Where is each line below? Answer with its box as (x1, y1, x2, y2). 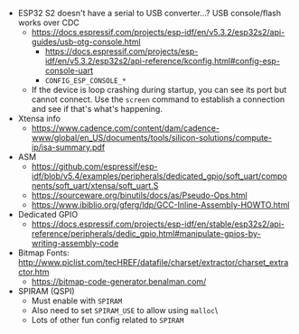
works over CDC (17, 17, 79, 28)
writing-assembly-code (31, 238, 119, 248)
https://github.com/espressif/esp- (31, 162, 158, 172)
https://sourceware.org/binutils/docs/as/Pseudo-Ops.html (31, 190, 248, 200)
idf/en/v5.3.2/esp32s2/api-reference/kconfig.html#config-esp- (44, 56, 280, 66)
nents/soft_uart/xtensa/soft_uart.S (31, 181, 159, 190)
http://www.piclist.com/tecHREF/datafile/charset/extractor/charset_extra (17, 257, 289, 267)
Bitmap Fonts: (17, 247, 70, 258)
